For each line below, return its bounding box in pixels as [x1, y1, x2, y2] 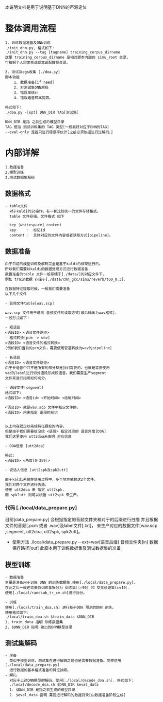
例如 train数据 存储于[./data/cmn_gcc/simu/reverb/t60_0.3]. [5, 277, 126, 282]
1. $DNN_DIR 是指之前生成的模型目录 [9, 687, 76, 692]
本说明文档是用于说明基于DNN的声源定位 [5, 4, 87, 10]
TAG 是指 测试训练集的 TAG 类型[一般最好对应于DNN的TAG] [5, 125, 109, 129]
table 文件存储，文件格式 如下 [9, 214, 65, 219]
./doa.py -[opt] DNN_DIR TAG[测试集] [5, 110, 79, 115]
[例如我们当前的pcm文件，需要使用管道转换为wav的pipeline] [5, 345, 113, 350]
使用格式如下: [5, 610, 29, 615]
